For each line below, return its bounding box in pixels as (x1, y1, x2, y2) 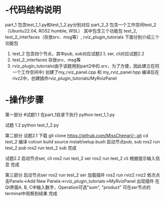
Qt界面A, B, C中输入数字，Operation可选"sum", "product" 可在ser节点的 (5, 184, 151, 190)
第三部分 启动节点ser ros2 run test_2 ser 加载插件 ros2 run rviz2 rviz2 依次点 (5, 172, 160, 178)
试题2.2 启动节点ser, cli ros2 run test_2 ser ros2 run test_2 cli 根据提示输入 (5, 155, 156, 161)
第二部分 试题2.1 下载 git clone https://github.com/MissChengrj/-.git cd (5, 133, 149, 138)
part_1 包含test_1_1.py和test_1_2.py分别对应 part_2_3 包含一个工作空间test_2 (5, 22, 157, 28)
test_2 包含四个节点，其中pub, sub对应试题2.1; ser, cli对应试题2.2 (12, 50, 144, 57)
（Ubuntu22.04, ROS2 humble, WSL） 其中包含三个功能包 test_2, (5, 28, 137, 33)
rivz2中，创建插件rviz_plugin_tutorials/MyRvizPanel (12, 75, 117, 81)
